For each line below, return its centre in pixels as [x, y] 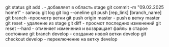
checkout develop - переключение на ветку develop [61, 39]
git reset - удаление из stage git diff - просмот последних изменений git [83, 23]
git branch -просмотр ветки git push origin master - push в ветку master [83, 18]
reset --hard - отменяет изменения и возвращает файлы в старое [77, 28]
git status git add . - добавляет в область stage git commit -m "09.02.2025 [85, 7]
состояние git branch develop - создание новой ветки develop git [76, 34]
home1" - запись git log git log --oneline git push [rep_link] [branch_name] [83, 12]
